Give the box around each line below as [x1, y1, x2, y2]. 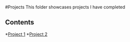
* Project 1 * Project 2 [5, 31, 48, 37]
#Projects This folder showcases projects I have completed [5, 4, 126, 10]
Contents [5, 18, 34, 26]
